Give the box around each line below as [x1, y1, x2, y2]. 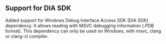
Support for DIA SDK [5, 4, 71, 12]
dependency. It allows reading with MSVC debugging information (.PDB [5, 22, 154, 28]
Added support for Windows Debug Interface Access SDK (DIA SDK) [5, 17, 148, 23]
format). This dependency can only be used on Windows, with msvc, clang [5, 27, 161, 34]
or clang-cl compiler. [5, 33, 49, 39]
